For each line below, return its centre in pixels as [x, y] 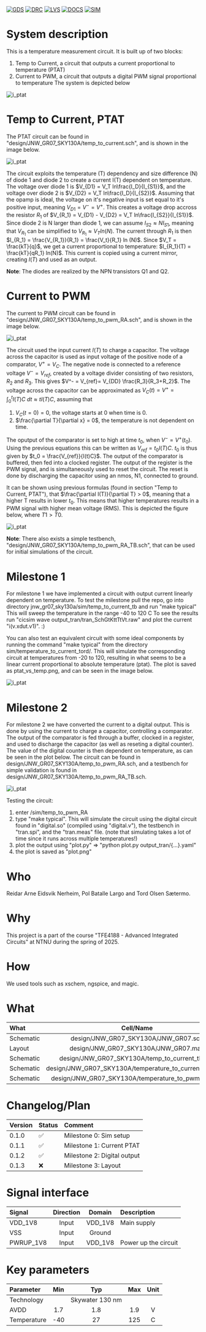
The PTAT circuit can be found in [48, 136]
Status [48, 1125]
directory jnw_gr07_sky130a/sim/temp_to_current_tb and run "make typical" [101, 607]
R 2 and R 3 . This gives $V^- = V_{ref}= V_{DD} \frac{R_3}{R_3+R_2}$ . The [98, 382]
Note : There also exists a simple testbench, [61, 539]
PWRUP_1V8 [28, 1242]
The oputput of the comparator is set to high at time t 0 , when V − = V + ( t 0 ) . [99, 440]
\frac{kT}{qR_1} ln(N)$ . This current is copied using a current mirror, [92, 253]
